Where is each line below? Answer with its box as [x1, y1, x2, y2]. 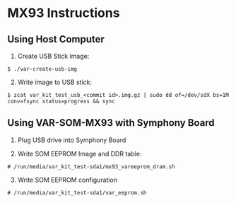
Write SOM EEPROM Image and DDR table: [17, 149, 142, 158]
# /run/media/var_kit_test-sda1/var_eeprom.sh [7, 189, 147, 196]
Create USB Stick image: [17, 52, 90, 60]
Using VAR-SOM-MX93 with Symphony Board [7, 117, 215, 129]
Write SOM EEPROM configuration [17, 175, 118, 184]
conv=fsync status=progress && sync [7, 98, 115, 105]
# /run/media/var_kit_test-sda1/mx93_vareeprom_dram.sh [7, 163, 175, 170]
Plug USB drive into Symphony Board [17, 136, 126, 144]
